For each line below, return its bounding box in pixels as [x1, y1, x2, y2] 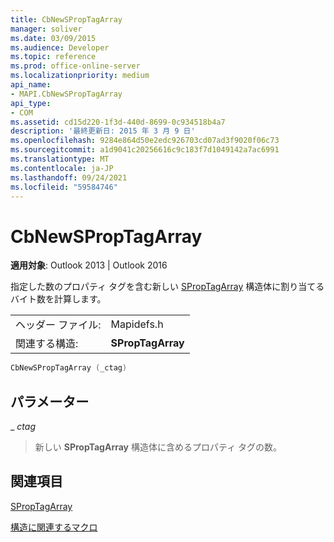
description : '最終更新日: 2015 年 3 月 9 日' [10, 126, 196, 136]
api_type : [10, 98, 52, 108]
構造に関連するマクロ [10, 521, 98, 533]
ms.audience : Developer [10, 42, 110, 53]
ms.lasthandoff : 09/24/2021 [10, 172, 128, 183]
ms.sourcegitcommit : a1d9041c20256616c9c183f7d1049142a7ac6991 [10, 145, 280, 155]
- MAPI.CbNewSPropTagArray [10, 89, 123, 99]
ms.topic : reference [10, 52, 97, 62]
